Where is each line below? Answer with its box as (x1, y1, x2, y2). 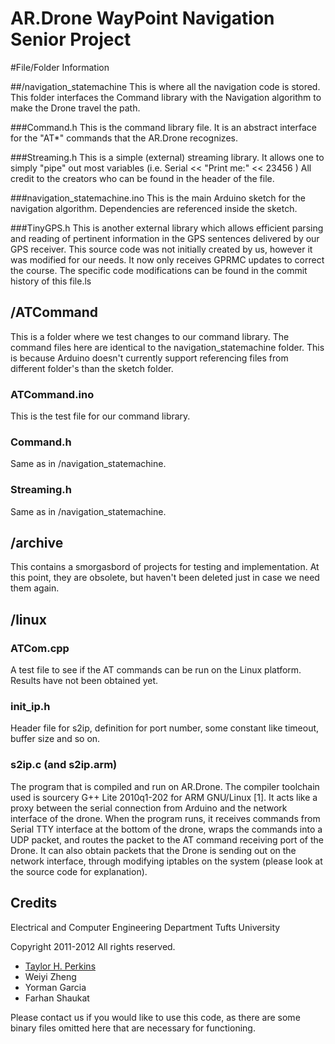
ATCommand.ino (10, 387, 95, 401)
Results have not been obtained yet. (10, 675, 159, 687)
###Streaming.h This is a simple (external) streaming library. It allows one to (10, 151, 325, 163)
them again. (10, 582, 60, 594)
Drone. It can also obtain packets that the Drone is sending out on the (10, 844, 297, 856)
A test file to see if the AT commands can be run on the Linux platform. (10, 664, 302, 676)
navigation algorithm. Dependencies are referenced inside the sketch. (10, 202, 298, 214)
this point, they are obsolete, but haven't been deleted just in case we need (10, 572, 320, 584)
